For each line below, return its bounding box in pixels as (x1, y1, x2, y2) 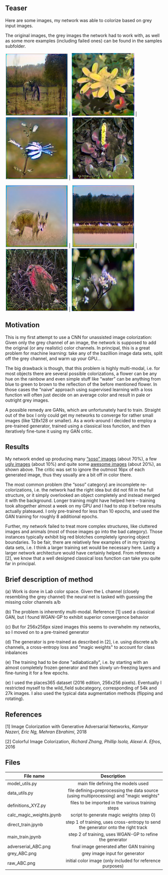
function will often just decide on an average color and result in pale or (5, 392, 151, 398)
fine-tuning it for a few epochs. (5, 670, 69, 676)
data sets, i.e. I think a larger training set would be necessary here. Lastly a (5, 545, 159, 551)
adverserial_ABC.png (7, 843, 51, 849)
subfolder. (5, 43, 26, 49)
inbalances (5, 649, 28, 656)
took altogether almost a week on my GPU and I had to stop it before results (5, 503, 161, 509)
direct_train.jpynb (7, 822, 43, 828)
